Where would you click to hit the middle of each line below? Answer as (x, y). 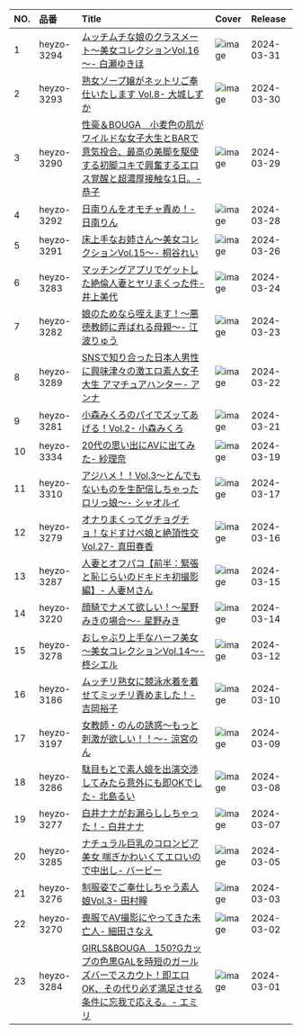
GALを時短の (145, 962)
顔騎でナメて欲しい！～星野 (140, 607)
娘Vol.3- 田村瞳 (115, 901)
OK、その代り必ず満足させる (142, 989)
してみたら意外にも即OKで (138, 782)
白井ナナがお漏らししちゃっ (140, 813)
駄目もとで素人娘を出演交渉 (140, 769)
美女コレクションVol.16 (149, 50)
